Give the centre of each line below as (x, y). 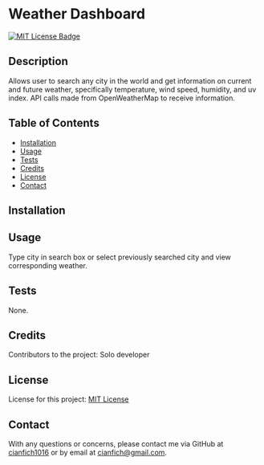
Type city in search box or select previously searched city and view (120, 257)
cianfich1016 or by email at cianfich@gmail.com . (87, 453)
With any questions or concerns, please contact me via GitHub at (116, 444)
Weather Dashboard (77, 14)
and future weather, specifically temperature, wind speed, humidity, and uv (132, 89)
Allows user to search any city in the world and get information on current (130, 80)
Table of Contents (54, 123)
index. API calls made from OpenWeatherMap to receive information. (122, 98)
